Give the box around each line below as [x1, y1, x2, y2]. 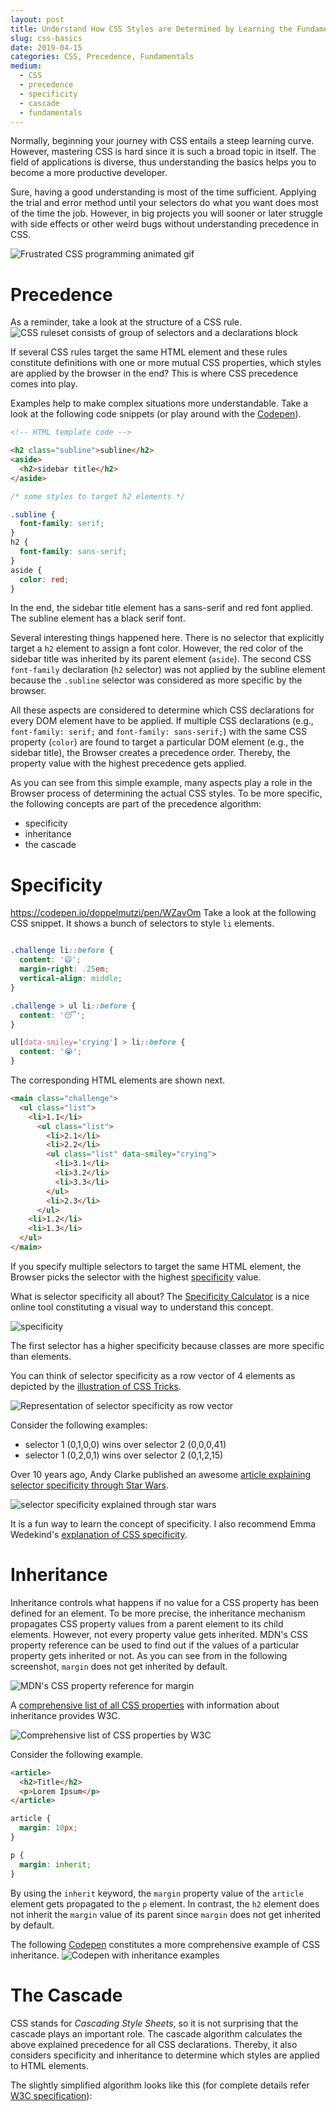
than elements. [10, 1350, 72, 1362]
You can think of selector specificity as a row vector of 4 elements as [10, 1369, 296, 1381]
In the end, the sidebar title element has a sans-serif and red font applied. [10, 602, 314, 614]
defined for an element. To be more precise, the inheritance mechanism [10, 1607, 306, 1619]
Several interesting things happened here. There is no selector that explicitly [10, 632, 325, 644]
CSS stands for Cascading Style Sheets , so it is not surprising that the [10, 2017, 299, 2029]
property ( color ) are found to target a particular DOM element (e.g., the [10, 736, 305, 748]
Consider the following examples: [10, 1419, 148, 1431]
